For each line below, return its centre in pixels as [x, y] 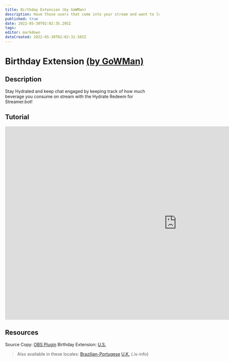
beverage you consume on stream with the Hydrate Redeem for [69, 96]
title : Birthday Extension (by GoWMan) [46, 10]
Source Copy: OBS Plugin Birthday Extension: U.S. [56, 344]
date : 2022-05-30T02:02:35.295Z [38, 23]
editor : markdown [23, 32]
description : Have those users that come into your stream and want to [80, 14]
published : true [22, 19]
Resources [22, 333]
